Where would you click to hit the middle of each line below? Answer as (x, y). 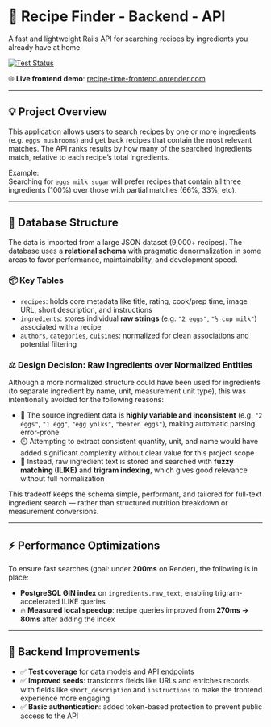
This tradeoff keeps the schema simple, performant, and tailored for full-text (135, 494)
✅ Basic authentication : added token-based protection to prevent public (141, 706)
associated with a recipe (60, 326)
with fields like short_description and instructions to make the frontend (141, 689)
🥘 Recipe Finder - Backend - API (117, 17)
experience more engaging (65, 698)
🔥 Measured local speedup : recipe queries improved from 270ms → (134, 610)
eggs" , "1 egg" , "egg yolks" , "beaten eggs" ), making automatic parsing (138, 424)
